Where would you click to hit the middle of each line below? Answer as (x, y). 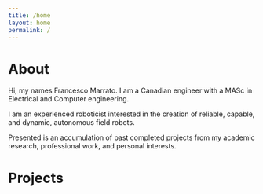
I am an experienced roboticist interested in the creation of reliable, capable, (131, 114)
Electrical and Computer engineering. (69, 99)
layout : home (29, 23)
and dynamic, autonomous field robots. (71, 123)
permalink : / (29, 30)
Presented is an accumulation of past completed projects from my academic (131, 137)
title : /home (29, 15)
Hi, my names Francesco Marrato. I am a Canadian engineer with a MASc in (130, 90)
